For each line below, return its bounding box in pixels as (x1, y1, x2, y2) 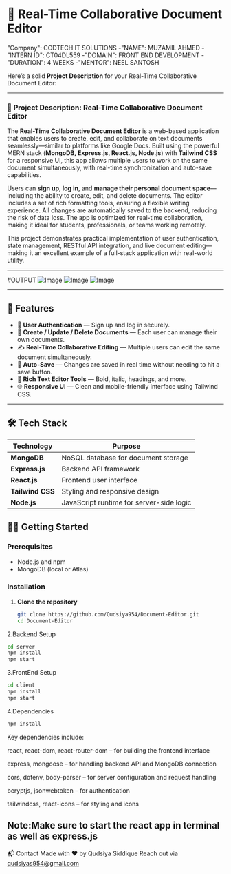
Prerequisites (7, 542, 53, 551)
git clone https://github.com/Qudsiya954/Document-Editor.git (16, 611, 199, 618)
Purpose (112, 441, 141, 451)
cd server (7, 643, 36, 650)
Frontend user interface (61, 475, 137, 485)
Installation (7, 582, 46, 591)
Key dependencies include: (7, 733, 85, 741)
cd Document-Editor (16, 617, 74, 624)
